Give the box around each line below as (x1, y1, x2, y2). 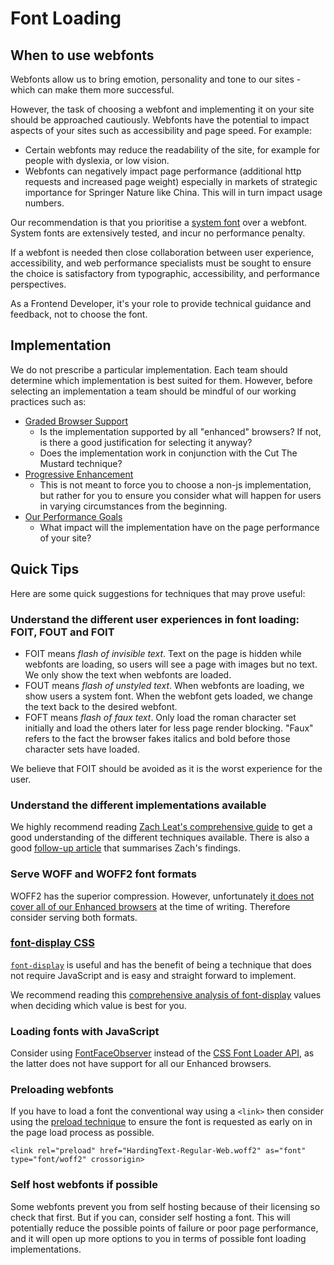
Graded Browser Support (24, 415, 129, 427)
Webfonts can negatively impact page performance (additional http (24, 165, 302, 177)
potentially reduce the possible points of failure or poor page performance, (10, 1222, 319, 1234)
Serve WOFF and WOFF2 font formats (10, 867, 197, 881)
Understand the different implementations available (10, 798, 267, 812)
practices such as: (10, 395, 87, 407)
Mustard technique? (39, 457, 123, 469)
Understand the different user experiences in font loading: (10, 612, 300, 626)
